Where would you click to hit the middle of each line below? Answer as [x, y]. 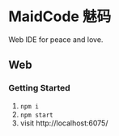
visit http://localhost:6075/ [64, 123]
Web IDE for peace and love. [56, 39]
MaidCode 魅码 [60, 17]
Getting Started [39, 88]
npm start [37, 115]
